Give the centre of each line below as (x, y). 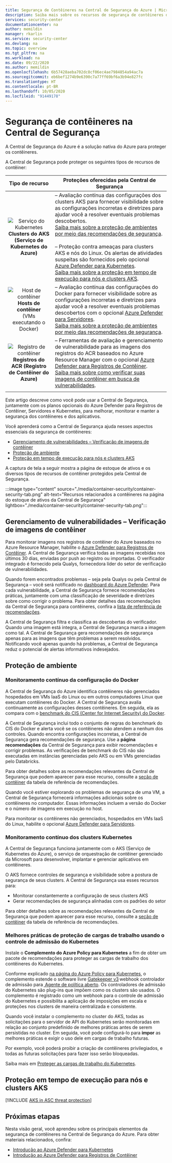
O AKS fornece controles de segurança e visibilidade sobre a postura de (81, 875)
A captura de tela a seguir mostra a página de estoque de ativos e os (78, 468)
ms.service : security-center (36, 39)
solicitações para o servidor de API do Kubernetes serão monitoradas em (82, 1022)
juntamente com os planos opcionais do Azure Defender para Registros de (84, 405)
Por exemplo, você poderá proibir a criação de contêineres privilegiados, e (84, 1048)
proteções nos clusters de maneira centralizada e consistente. (71, 1007)
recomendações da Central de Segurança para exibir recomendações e (81, 745)
